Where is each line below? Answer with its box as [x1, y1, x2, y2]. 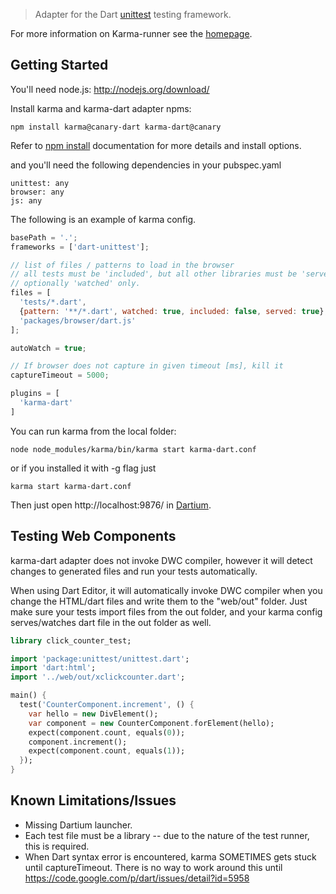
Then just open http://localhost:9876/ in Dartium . [10, 499, 212, 511]
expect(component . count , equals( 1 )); [28, 746, 186, 756]
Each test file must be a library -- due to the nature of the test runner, [24, 829, 310, 841]
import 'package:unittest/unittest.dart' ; [10, 654, 190, 664]
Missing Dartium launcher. [24, 819, 133, 831]
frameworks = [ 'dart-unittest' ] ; [10, 242, 150, 252]
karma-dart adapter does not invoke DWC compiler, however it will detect [10, 554, 313, 566]
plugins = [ [10, 389, 60, 399]
